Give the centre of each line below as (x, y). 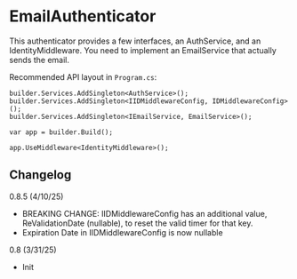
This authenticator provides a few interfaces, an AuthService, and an (135, 41)
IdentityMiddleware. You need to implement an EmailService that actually (143, 50)
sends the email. (39, 60)
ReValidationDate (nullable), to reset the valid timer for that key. (137, 223)
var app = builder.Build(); (61, 132)
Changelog (40, 175)
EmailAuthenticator (83, 16)
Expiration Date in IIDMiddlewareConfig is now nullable (123, 232)
